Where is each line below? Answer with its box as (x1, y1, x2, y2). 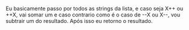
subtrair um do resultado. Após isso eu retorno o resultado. (5, 18, 153, 24)
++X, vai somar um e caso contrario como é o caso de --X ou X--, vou (5, 11, 181, 18)
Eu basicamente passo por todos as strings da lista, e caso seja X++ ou (5, 5, 184, 12)
